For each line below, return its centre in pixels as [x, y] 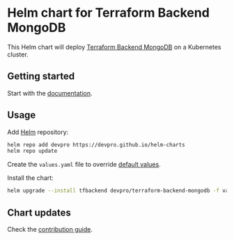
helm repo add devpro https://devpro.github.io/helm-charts [96, 144]
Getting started [41, 76]
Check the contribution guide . [50, 229]
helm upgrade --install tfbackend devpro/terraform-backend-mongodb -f [113, 191]
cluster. [18, 54]
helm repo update [32, 151]
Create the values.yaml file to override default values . [84, 165]
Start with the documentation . [50, 93]
